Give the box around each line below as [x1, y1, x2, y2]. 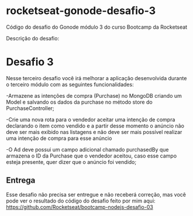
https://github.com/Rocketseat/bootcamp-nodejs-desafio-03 [6, 203, 153, 210]
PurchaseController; [6, 104, 54, 112]
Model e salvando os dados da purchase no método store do [6, 98, 153, 105]
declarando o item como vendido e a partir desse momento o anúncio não [6, 122, 184, 129]
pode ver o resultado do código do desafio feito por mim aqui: [6, 197, 156, 204]
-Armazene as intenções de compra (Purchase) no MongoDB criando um [6, 92, 182, 99]
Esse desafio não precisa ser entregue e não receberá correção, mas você [6, 191, 186, 198]
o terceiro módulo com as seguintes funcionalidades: [6, 81, 134, 88]
